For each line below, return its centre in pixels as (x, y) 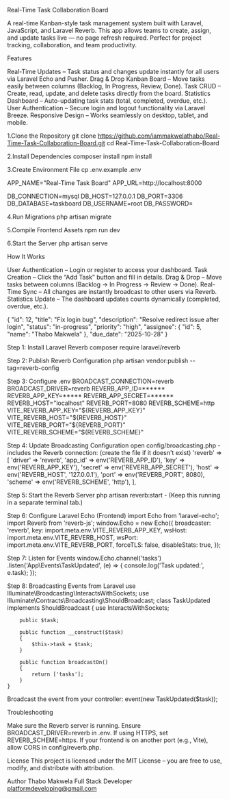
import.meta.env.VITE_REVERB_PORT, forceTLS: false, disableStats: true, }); (114, 545)
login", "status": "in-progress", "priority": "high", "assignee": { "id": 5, (104, 327)
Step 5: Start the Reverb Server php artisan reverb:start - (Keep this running (114, 495)
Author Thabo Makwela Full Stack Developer (70, 781)
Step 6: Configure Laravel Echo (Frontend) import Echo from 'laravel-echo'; (113, 516)
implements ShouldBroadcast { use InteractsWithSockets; (88, 608)
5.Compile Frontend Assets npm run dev (64, 230)
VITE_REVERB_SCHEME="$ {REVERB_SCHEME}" (76, 432)
